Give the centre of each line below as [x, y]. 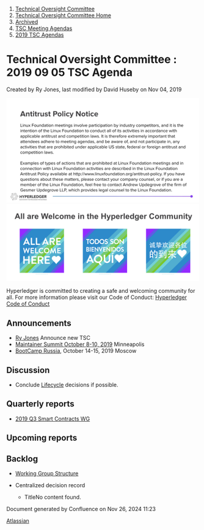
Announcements [39, 323]
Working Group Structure [47, 474]
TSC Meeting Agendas [44, 28]
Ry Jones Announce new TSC [53, 338]
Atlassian [18, 521]
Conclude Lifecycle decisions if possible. [67, 385]
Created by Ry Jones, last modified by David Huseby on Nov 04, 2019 [94, 89]
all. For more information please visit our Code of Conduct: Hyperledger [97, 297]
